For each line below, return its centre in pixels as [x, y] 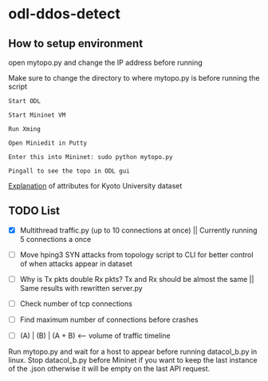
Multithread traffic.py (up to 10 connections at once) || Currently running [138, 230]
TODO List [34, 211]
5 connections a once [55, 239]
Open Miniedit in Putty [48, 143]
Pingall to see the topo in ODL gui [69, 171]
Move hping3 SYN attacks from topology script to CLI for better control [136, 254]
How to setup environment [76, 44]
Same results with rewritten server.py [81, 288]
